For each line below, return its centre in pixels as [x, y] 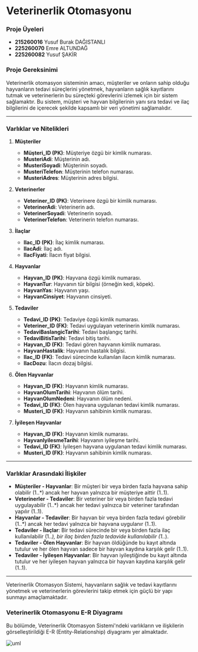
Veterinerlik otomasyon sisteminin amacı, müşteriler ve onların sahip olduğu [98, 83]
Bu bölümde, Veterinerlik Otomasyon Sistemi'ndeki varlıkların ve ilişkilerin [95, 625]
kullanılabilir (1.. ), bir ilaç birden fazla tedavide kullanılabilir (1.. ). [92, 536]
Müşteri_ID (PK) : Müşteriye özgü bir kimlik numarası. [88, 153]
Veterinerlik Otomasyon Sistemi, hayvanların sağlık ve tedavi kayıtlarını [91, 585]
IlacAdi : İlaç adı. [43, 249]
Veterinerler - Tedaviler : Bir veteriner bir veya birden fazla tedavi [94, 499]
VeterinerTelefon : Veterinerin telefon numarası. [81, 220]
